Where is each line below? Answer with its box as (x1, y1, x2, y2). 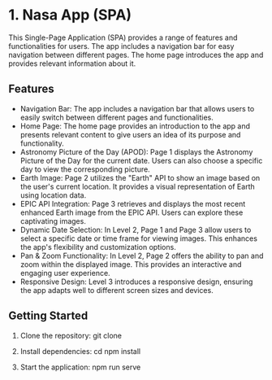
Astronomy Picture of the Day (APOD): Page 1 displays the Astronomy (19, 146, 253, 156)
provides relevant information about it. (8, 59, 136, 68)
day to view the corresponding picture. (19, 164, 150, 174)
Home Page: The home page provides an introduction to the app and (19, 120, 250, 131)
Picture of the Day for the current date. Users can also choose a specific (19, 155, 263, 165)
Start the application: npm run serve (19, 362, 141, 372)
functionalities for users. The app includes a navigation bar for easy (8, 41, 235, 50)
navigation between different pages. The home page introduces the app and (8, 50, 264, 59)
